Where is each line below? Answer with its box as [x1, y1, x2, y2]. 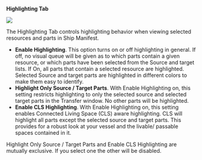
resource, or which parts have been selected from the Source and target [14, 59, 195, 66]
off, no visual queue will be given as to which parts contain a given [14, 52, 180, 60]
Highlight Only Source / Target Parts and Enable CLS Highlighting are [6, 141, 177, 148]
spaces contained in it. [14, 129, 72, 136]
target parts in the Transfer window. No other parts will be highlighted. [14, 97, 189, 104]
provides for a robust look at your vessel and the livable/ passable [14, 123, 179, 130]
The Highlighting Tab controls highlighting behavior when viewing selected [6, 28, 191, 35]
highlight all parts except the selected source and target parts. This [14, 117, 182, 123]
